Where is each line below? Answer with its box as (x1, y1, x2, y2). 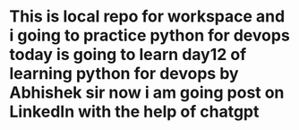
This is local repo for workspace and (9, 6, 286, 27)
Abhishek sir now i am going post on (9, 82, 285, 103)
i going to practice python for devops (9, 25, 291, 46)
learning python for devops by (9, 64, 239, 84)
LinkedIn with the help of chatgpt (9, 101, 260, 122)
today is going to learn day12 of (9, 45, 247, 65)
